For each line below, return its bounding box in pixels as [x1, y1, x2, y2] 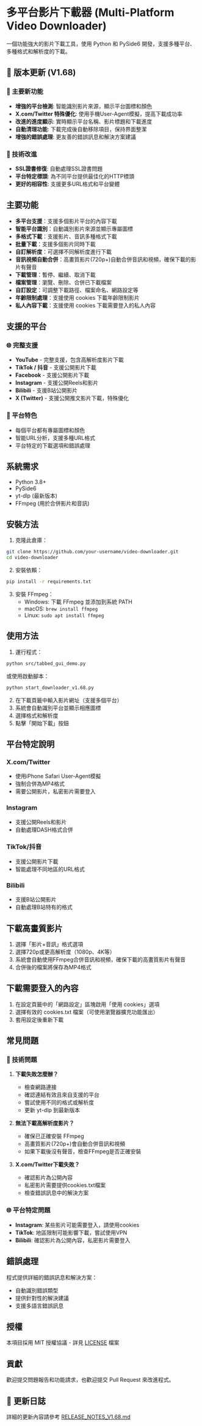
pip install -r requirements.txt [6, 578, 92, 585]
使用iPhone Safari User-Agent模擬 [15, 773, 101, 780]
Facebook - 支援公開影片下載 [15, 371, 90, 379]
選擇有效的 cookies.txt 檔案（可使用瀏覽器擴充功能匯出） [15, 1008, 159, 1015]
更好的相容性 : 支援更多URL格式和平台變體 [15, 180, 120, 188]
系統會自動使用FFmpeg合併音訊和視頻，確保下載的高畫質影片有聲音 [15, 955, 186, 963]
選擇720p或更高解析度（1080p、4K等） [15, 948, 115, 955]
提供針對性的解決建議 [15, 1294, 69, 1302]
